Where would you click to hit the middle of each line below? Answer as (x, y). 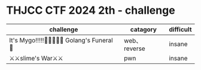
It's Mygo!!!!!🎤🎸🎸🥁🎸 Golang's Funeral (61, 40)
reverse (134, 48)
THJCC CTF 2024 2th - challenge (91, 10)
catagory (144, 29)
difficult (180, 29)
